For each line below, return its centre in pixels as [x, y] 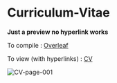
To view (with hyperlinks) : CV [50, 58]
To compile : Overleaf [38, 45]
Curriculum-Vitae [59, 13]
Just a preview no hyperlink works [58, 32]
